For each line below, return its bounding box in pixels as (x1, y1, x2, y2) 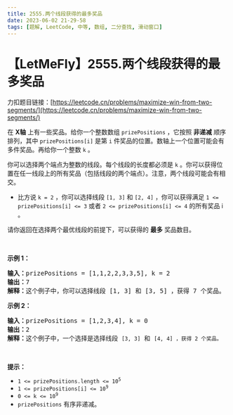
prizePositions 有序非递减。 (17, 400, 100, 409)
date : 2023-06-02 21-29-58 (7, 17, 86, 24)
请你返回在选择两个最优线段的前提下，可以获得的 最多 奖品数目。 (7, 226, 195, 234)
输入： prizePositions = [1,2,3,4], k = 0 (7, 317, 149, 325)
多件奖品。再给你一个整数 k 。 (7, 146, 95, 154)
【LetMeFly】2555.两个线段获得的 (7, 56, 208, 72)
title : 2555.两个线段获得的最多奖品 (7, 10, 103, 18)
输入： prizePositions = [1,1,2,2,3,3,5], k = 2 (7, 269, 171, 278)
